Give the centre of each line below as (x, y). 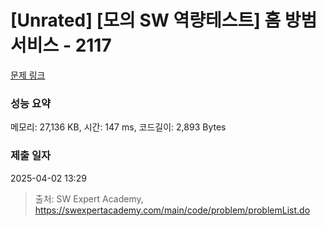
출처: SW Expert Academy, (89, 198)
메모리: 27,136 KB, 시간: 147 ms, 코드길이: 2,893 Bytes (118, 127)
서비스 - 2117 (61, 45)
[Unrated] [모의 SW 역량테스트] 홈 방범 (164, 20)
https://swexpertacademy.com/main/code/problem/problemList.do (172, 210)
